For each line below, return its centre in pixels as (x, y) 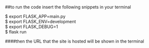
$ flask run (16, 32)
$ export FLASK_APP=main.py (35, 16)
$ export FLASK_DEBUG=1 (32, 27)
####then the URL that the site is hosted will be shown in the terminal (74, 41)
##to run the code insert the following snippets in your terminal (68, 7)
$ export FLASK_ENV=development (41, 22)
